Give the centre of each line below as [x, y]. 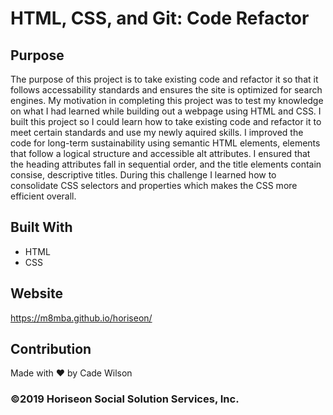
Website [36, 293]
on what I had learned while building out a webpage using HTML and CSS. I [166, 111]
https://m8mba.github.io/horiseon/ [81, 318]
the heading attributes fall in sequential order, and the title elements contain [166, 164]
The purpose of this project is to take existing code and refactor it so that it [164, 79]
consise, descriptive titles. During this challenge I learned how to [143, 175]
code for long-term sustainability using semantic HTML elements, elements [165, 143]
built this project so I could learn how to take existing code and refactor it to [166, 121]
